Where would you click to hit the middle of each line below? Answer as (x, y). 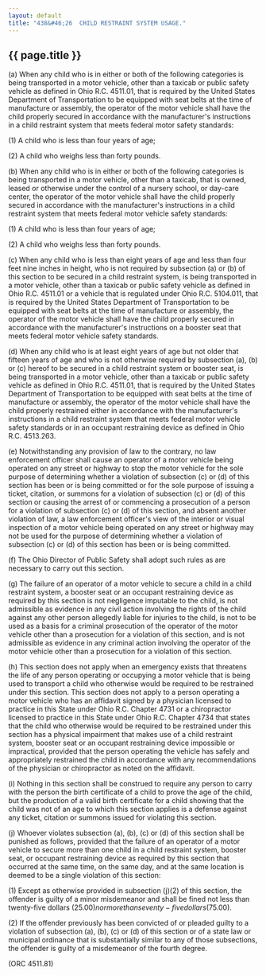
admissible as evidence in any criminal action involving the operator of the (130, 643)
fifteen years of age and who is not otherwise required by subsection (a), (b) (133, 360)
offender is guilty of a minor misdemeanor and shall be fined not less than (129, 899)
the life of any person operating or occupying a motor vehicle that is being (129, 675)
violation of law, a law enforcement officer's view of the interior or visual (126, 519)
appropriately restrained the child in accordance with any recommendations (132, 760)
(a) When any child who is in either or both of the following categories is (126, 74)
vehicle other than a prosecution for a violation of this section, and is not (127, 634)
